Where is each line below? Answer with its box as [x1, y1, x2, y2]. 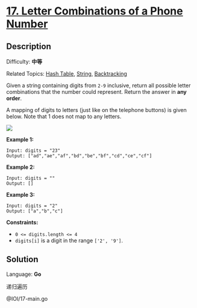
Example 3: [6, 191, 35, 198]
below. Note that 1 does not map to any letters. [6, 113, 122, 120]
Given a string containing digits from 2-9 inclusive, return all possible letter [6, 82, 191, 89]
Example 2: [6, 163, 35, 171]
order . [6, 95, 22, 102]
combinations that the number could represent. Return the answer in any [6, 88, 187, 95]
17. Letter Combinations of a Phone [6, 4, 183, 18]
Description [6, 41, 51, 51]
